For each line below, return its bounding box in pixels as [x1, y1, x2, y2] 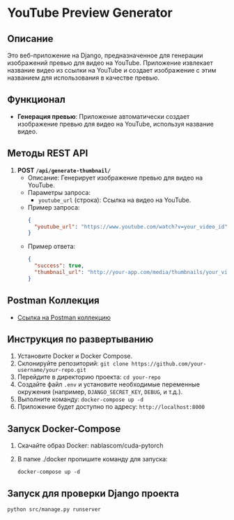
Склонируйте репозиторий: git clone [17, 359, 129, 368]
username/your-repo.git [17, 367, 87, 374]
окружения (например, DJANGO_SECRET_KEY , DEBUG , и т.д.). [17, 388, 183, 396]
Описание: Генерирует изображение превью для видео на [27, 173, 203, 182]
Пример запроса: [27, 203, 80, 211]
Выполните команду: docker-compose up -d [17, 395, 144, 403]
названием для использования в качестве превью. [7, 73, 160, 82]
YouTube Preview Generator [7, 5, 173, 21]
